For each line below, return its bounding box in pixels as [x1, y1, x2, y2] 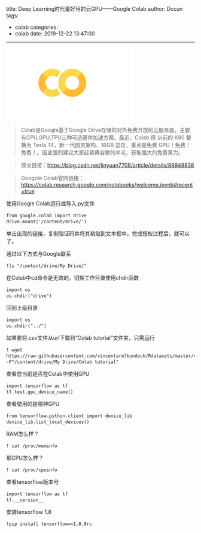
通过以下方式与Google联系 [6, 250, 72, 257]
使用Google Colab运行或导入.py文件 [6, 200, 95, 207]
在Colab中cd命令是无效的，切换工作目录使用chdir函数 [6, 274, 139, 281]
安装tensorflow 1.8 [6, 508, 52, 515]
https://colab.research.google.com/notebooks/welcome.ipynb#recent [20, 181, 193, 188]
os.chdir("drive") [6, 293, 52, 299]
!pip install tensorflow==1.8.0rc [6, 521, 93, 527]
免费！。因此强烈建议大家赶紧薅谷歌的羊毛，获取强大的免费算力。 [20, 149, 184, 156]
